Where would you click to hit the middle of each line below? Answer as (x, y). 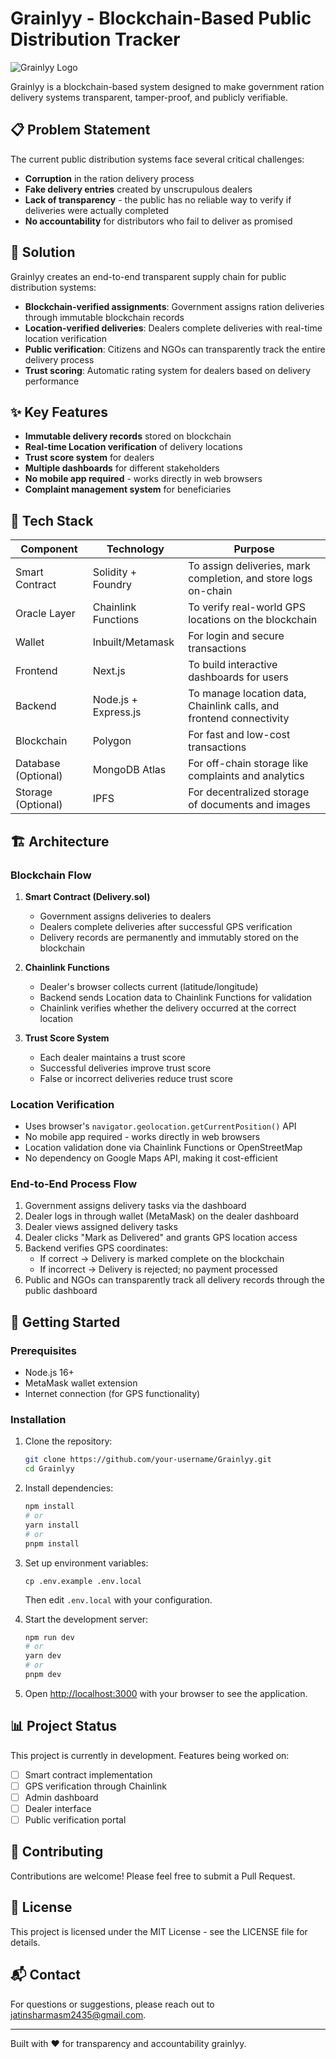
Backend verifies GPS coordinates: (96, 1248)
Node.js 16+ (49, 1373)
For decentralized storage (249, 792)
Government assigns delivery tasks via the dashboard (135, 1206)
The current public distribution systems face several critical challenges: (157, 159)
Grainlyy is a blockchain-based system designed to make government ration (167, 86)
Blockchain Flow (51, 875)
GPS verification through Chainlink (95, 1786)
